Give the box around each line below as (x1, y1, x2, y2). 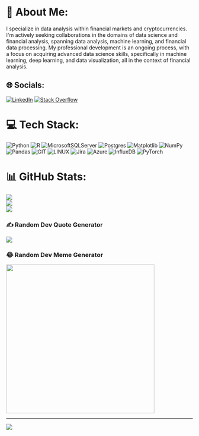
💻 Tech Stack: (6, 118, 79, 131)
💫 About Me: (6, 5, 69, 19)
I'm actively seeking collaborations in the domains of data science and (6, 31, 178, 38)
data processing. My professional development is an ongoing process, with (6, 44, 190, 51)
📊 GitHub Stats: (6, 170, 87, 183)
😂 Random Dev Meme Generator (6, 250, 104, 259)
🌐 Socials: (6, 80, 45, 90)
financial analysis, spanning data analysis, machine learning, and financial (6, 37, 187, 45)
